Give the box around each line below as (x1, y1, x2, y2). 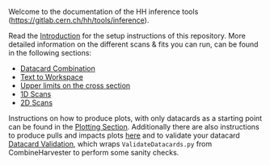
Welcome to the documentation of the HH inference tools (8, 7, 199, 16)
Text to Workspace (19, 72, 83, 81)
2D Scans (19, 98, 53, 107)
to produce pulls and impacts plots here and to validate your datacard (8, 130, 240, 140)
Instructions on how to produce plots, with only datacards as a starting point (8, 113, 263, 123)
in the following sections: (8, 48, 91, 57)
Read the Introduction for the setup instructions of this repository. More (8, 31, 247, 40)
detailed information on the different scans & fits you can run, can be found (8, 39, 259, 49)
